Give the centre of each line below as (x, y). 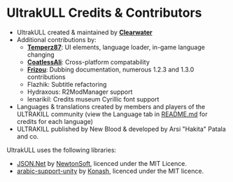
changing (41, 55)
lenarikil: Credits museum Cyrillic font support (93, 99)
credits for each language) (55, 121)
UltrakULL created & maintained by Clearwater (85, 32)
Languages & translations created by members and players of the (111, 106)
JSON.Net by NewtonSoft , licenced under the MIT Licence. (101, 163)
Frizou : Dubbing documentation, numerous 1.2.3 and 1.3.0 (111, 69)
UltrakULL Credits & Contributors (104, 13)
